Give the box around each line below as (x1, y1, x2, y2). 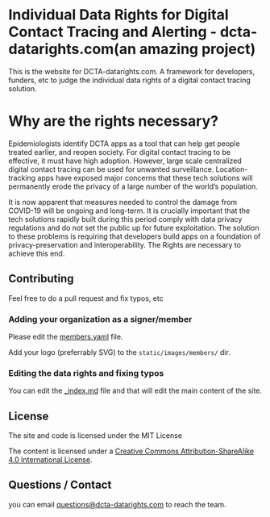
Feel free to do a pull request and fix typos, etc (8, 293, 164, 303)
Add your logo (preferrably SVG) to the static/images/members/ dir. (8, 347, 231, 356)
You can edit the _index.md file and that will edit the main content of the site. (8, 386, 263, 396)
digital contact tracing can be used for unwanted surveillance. (8, 164, 214, 174)
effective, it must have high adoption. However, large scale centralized (8, 156, 242, 165)
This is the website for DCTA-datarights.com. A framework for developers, (8, 66, 255, 76)
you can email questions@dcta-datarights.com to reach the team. (8, 499, 227, 509)
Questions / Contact (8, 478, 112, 492)
